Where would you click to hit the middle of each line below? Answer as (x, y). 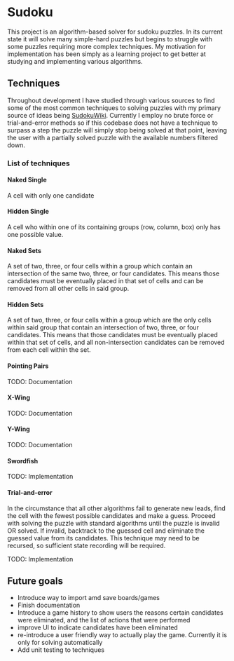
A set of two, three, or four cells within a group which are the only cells (109, 320)
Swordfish (23, 461)
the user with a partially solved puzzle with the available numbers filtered (113, 137)
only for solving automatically (60, 643)
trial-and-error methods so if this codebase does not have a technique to (113, 123)
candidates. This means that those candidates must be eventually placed (113, 335)
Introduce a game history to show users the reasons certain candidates (120, 613)
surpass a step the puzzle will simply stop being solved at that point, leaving (117, 130)
